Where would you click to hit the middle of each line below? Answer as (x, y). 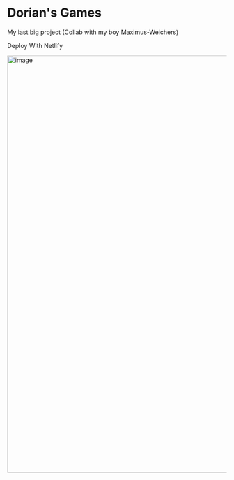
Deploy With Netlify (35, 45)
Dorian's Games (55, 13)
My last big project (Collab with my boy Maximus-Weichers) (93, 32)
